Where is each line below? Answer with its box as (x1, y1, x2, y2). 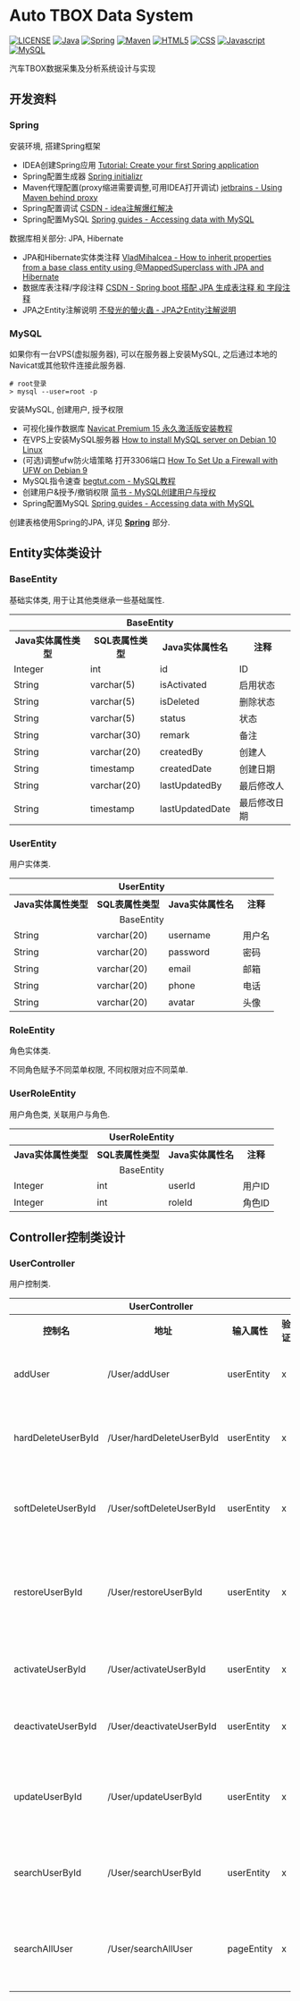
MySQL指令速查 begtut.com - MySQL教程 (21, 475, 176, 486)
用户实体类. (9, 858, 52, 869)
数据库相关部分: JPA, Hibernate (9, 233, 124, 243)
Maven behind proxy (21, 191, 98, 202)
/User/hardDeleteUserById (107, 1432, 219, 1445)
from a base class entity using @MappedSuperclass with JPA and (21, 261, 265, 273)
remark (159, 728, 190, 741)
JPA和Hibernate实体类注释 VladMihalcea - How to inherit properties (21, 251, 272, 262)
